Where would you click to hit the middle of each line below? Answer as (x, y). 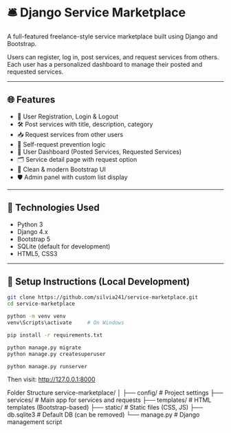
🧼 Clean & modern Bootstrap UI (62, 169)
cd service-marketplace (41, 304)
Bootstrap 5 (34, 239)
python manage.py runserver (47, 366)
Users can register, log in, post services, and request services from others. (113, 57)
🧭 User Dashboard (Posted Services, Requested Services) (99, 151)
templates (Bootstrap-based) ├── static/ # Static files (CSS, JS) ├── (105, 408)
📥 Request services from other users (70, 134)
